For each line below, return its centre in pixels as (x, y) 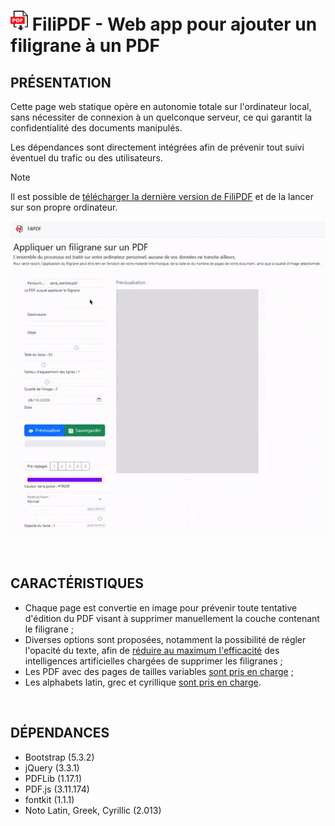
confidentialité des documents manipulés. (96, 128)
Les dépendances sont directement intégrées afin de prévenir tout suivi (157, 147)
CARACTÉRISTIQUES (77, 583)
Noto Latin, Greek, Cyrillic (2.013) (93, 810)
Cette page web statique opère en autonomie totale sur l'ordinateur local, (161, 106)
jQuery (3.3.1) (52, 767)
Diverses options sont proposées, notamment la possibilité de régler (165, 639)
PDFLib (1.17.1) (53, 778)
